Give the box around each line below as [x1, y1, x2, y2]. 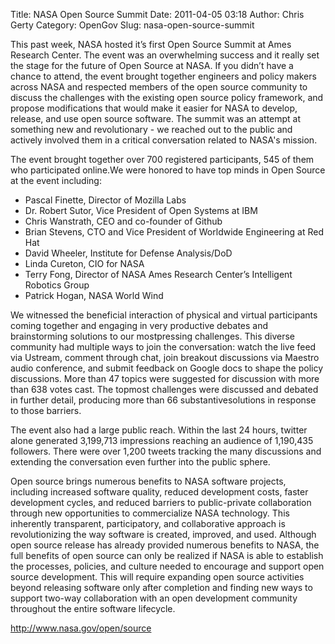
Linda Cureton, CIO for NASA [24, 258, 145, 269]
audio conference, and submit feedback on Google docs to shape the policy [10, 362, 324, 374]
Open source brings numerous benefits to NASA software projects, [10, 475, 287, 487]
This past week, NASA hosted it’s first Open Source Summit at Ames [10, 39, 292, 50]
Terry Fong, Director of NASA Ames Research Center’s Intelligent [24, 269, 293, 280]
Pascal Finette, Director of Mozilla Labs [24, 194, 187, 206]
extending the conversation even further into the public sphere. [10, 456, 271, 468]
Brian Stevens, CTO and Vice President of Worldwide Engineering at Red [24, 226, 324, 238]
